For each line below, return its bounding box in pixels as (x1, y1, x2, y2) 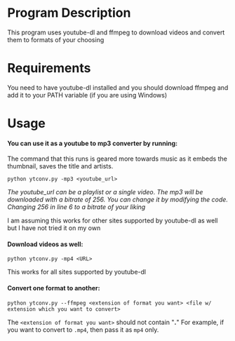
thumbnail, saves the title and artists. (7, 162, 114, 170)
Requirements (7, 60, 91, 76)
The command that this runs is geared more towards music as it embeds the (7, 154, 228, 163)
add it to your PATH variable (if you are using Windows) (7, 91, 168, 99)
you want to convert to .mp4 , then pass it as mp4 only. (7, 325, 159, 334)
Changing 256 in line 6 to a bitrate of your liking (7, 203, 146, 211)
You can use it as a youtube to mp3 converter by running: (7, 139, 177, 147)
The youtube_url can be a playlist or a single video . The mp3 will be (7, 188, 203, 196)
